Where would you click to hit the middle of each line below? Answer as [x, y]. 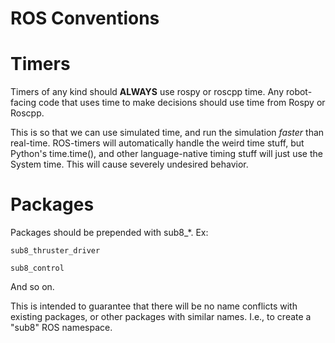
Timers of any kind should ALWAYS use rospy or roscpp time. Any [147, 92]
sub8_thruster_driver [55, 251]
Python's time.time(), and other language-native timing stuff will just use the [166, 154]
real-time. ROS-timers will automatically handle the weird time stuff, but [157, 143]
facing [23, 103]
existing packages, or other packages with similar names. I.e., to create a [161, 317]
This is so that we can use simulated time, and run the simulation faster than [167, 133]
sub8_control [37, 268]
